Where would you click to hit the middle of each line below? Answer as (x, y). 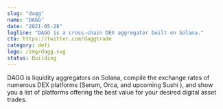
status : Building (32, 58)
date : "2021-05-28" (35, 26)
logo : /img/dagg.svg (37, 52)
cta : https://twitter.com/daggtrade (59, 39)
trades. (17, 99)
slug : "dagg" (26, 13)
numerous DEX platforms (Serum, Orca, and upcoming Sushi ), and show (110, 85)
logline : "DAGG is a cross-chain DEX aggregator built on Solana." (106, 33)
